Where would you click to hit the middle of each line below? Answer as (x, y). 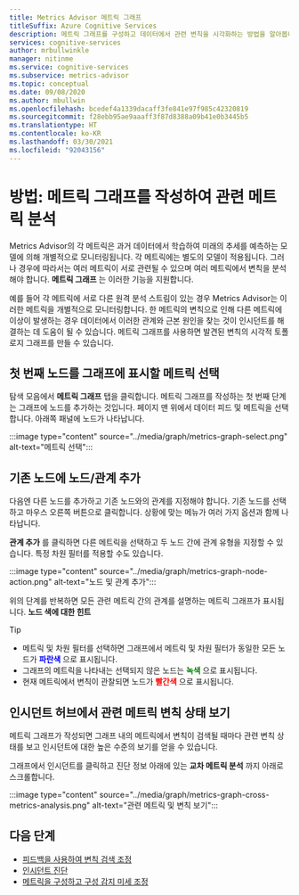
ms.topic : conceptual (49, 84)
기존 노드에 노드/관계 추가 (75, 478)
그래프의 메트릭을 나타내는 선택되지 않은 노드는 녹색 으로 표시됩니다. (140, 670)
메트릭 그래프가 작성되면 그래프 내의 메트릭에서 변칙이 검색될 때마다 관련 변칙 (142, 735)
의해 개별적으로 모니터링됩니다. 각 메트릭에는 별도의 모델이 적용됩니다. (147, 257)
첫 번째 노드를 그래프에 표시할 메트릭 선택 (114, 373)
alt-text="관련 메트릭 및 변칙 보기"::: (155, 805)
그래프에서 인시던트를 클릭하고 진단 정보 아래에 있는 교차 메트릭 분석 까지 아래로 (146, 766)
